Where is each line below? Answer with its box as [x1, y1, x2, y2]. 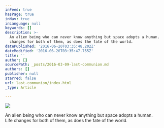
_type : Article [5, 85, 36, 90]
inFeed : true [5, 7, 32, 12]
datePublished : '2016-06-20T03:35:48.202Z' [5, 44, 96, 49]
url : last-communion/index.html [5, 80, 71, 85]
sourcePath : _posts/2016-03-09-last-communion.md [5, 62, 109, 67]
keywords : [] [5, 26, 32, 31]
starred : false [5, 76, 36, 81]
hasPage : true [5, 12, 34, 17]
